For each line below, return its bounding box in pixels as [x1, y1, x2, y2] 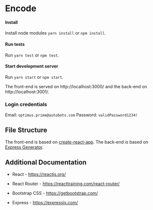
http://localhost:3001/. [5, 89, 50, 95]
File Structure [5, 126, 47, 134]
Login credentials [5, 101, 47, 108]
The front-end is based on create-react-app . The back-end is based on [5, 139, 149, 145]
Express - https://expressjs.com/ [12, 199, 78, 205]
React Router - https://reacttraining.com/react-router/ [12, 181, 120, 187]
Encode [5, 3, 37, 14]
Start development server [5, 63, 58, 69]
